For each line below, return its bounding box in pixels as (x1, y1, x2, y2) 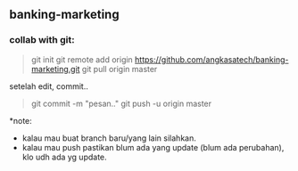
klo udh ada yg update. (21, 151, 107, 162)
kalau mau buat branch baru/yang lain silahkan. (21, 133, 196, 143)
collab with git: (9, 34, 75, 46)
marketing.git (30, 63, 80, 74)
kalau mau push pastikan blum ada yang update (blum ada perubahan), (21, 142, 285, 152)
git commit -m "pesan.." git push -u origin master (30, 98, 212, 109)
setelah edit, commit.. (9, 80, 89, 92)
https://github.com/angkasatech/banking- (135, 53, 289, 65)
